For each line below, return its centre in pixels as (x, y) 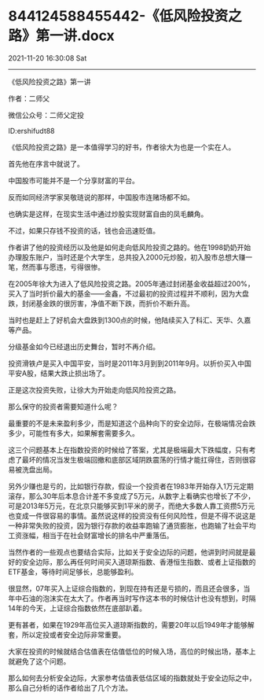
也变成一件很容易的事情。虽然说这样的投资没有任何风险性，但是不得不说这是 (132, 515)
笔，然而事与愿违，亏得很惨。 (56, 267)
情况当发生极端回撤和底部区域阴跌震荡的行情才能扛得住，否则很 (145, 459)
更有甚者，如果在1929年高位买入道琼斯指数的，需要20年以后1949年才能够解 (132, 624)
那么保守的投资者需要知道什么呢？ (63, 407)
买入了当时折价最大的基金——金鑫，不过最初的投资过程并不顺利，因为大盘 (128, 293)
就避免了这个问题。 (39, 661)
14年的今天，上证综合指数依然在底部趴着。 (77, 608)
